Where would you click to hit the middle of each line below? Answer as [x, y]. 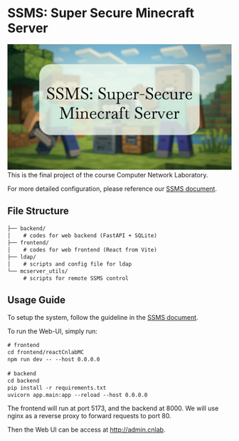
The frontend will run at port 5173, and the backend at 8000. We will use [113, 408]
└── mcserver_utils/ [38, 271]
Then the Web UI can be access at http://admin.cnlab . [86, 430]
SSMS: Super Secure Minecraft [101, 13]
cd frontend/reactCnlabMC [46, 352]
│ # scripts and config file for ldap [70, 264]
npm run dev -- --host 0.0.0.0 [54, 359]
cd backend [23, 380]
